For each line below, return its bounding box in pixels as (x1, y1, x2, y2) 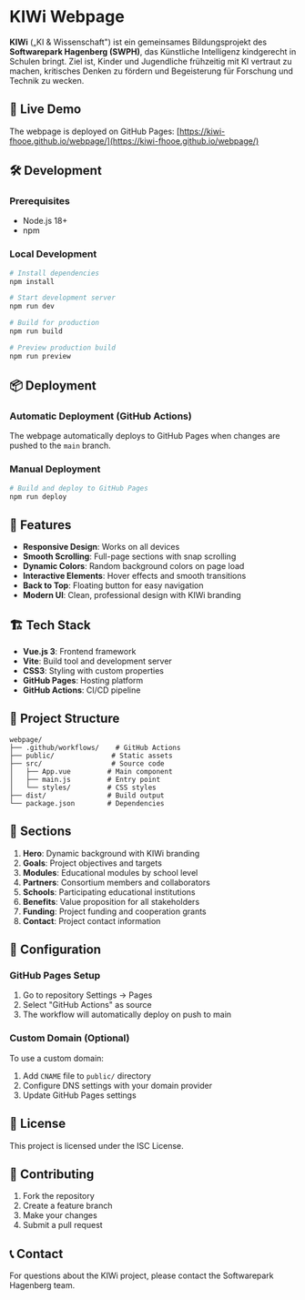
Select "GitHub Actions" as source (22, 1000, 152, 1011)
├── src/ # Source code (9, 758, 166, 768)
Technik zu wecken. (9, 75, 85, 86)
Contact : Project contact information (22, 915, 161, 926)
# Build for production (9, 319, 100, 328)
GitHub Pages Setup (9, 970, 101, 982)
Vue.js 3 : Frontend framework (22, 646, 137, 657)
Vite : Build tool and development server (22, 655, 173, 666)
